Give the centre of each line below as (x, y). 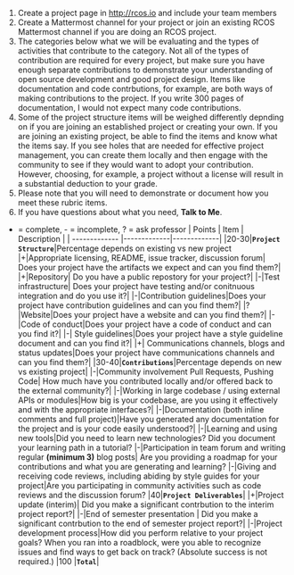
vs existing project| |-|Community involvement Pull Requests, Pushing (146, 371)
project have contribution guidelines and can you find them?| (129, 305)
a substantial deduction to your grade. (88, 183)
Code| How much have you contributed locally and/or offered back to (145, 381)
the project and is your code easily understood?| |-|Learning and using (147, 429)
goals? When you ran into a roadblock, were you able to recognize (139, 542)
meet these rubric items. (62, 203)
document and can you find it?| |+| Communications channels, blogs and (151, 343)
